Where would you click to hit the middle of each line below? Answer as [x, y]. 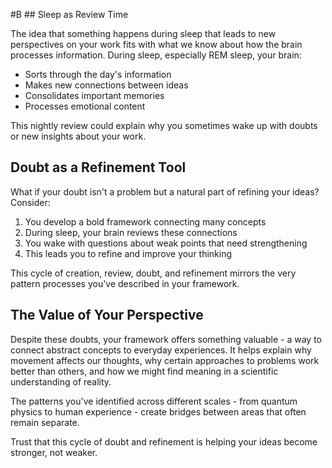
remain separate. [45, 422]
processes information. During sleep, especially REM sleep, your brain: [156, 55]
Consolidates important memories [94, 95]
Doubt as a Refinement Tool [98, 167]
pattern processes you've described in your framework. [125, 283]
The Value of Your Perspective [107, 315]
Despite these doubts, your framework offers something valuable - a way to [166, 339]
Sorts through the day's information [98, 74]
